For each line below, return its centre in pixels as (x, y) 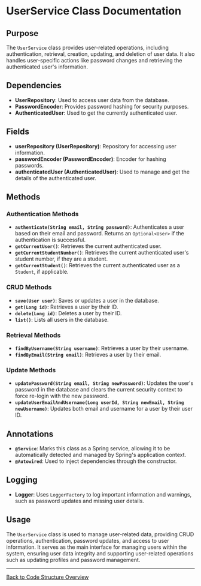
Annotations (30, 434)
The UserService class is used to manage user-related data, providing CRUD (100, 534)
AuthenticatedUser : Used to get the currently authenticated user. (96, 113)
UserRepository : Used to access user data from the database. (92, 100)
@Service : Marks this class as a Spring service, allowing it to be (92, 449)
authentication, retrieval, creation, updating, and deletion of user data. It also (100, 54)
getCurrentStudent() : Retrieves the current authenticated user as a (98, 265)
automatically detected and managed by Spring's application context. (100, 455)
